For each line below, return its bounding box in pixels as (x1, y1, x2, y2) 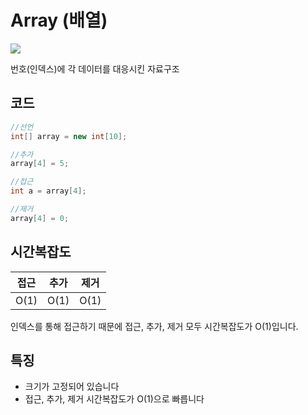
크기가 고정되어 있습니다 (24, 381, 120, 393)
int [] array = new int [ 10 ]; (10, 131, 128, 141)
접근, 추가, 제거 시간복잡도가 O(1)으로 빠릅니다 (24, 393, 205, 405)
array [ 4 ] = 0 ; (10, 213, 70, 223)
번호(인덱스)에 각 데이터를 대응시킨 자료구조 (10, 62, 180, 75)
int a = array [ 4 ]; (10, 186, 87, 196)
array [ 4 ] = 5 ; (10, 159, 70, 169)
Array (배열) (10, 9, 108, 32)
